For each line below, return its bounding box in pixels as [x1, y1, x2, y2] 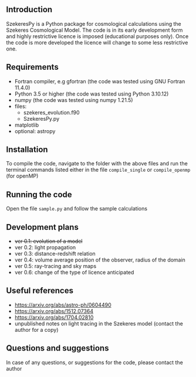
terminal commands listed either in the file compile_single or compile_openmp [6, 167, 191, 174]
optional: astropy [14, 127, 56, 134]
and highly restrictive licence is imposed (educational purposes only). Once [6, 32, 189, 40]
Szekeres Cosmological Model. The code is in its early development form [6, 26, 183, 33]
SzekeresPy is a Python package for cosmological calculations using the [6, 20, 181, 27]
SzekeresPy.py [23, 115, 60, 122]
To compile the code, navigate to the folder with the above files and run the [6, 160, 188, 167]
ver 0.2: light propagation [14, 244, 76, 251]
